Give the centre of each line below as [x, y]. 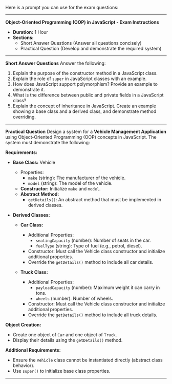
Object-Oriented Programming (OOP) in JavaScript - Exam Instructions [82, 22]
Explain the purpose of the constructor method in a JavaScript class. [85, 73]
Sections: [23, 37]
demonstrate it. [29, 90]
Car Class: [32, 225]
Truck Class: [34, 272]
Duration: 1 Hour [30, 32]
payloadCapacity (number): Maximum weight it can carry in [98, 287]
